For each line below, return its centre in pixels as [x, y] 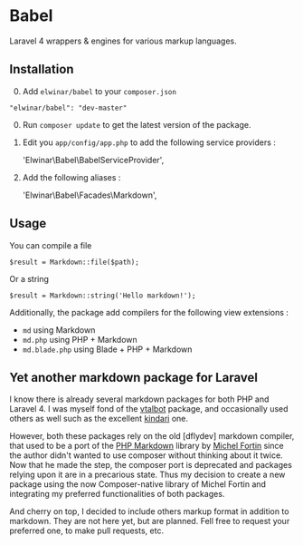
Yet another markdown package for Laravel [133, 377]
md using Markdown [59, 330]
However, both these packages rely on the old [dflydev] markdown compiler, [152, 436]
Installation [42, 69]
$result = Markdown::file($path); [75, 262]
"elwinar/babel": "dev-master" [68, 108]
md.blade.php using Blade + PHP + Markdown [107, 349]
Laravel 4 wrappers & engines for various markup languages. [123, 41]
